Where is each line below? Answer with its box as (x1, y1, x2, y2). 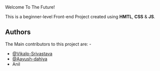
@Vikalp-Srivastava (12, 50, 53, 56)
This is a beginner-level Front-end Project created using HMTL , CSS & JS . (5, 14, 156, 19)
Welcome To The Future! (5, 4, 55, 10)
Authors (5, 28, 31, 36)
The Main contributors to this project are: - (5, 41, 92, 47)
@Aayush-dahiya (12, 56, 48, 62)
